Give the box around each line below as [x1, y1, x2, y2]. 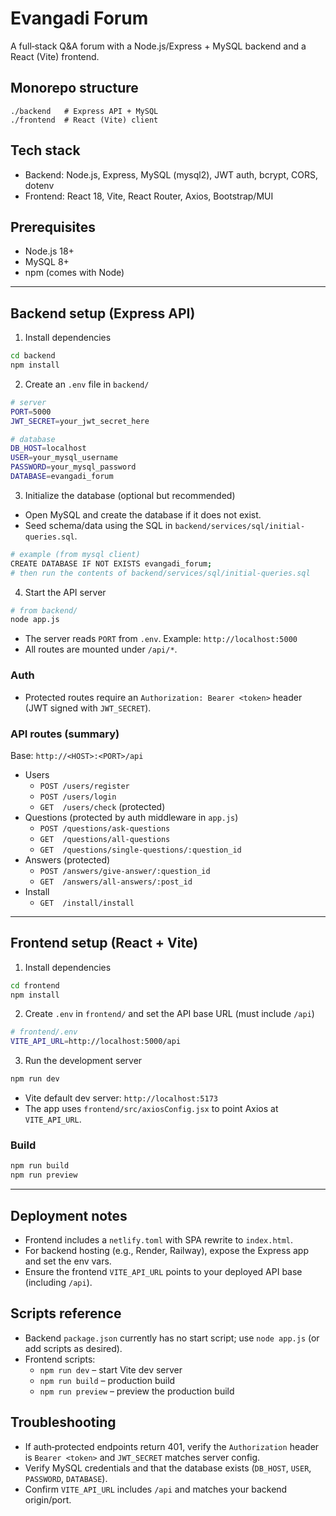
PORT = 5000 [10, 407, 52, 417]
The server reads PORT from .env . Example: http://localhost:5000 [24, 633, 298, 645]
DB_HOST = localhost [10, 443, 87, 454]
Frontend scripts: [24, 1353, 96, 1365]
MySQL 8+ [24, 256, 70, 268]
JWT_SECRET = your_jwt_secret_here [10, 416, 150, 426]
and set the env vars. [24, 1255, 112, 1267]
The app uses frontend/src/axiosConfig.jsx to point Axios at [24, 1103, 279, 1115]
